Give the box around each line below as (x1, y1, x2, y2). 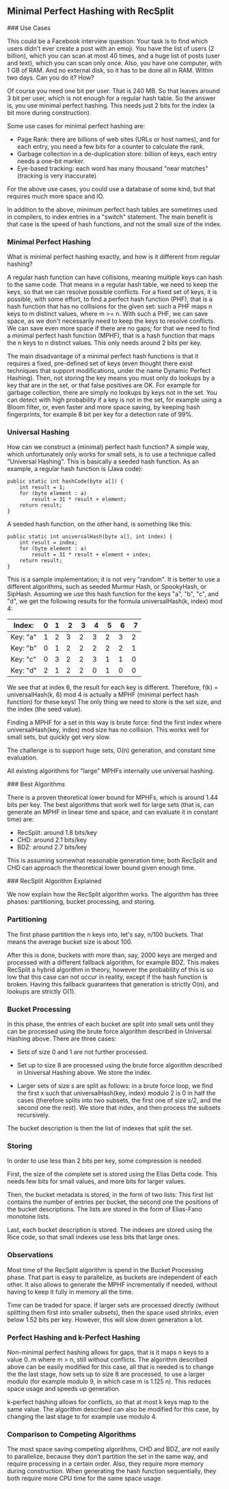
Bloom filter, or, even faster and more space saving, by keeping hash (7, 403, 200, 411)
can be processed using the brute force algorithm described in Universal (7, 1028, 212, 1035)
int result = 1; (19, 484, 66, 491)
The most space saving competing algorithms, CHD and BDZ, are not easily (7, 1445, 220, 1453)
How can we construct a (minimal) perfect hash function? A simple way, (7, 443, 210, 451)
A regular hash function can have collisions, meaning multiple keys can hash (7, 274, 222, 282)
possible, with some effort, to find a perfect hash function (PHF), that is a (7, 295, 213, 304)
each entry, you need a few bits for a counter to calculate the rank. (16, 142, 205, 150)
